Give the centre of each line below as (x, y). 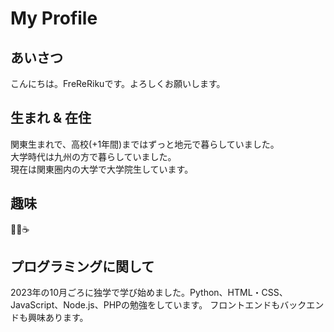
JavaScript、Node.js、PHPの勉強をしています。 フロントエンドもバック (158, 305)
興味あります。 (58, 318)
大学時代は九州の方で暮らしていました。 (93, 156)
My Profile (54, 18)
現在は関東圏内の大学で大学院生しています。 (102, 169)
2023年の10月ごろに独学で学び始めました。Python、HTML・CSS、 (149, 293)
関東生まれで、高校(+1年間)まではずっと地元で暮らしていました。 (145, 144)
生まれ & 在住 (51, 118)
